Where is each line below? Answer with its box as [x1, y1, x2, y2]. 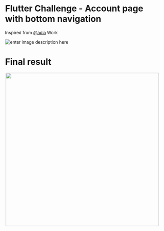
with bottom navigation [5, 13, 101, 25]
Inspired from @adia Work [5, 29, 58, 35]
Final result [5, 56, 51, 68]
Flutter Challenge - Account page [5, 3, 143, 14]
